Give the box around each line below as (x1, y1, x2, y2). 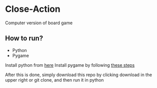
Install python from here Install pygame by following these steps (5, 62, 135, 68)
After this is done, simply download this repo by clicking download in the (5, 72, 153, 78)
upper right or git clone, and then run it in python (5, 77, 104, 83)
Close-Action (5, 3, 61, 15)
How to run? (5, 34, 43, 43)
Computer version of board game (5, 20, 73, 26)
